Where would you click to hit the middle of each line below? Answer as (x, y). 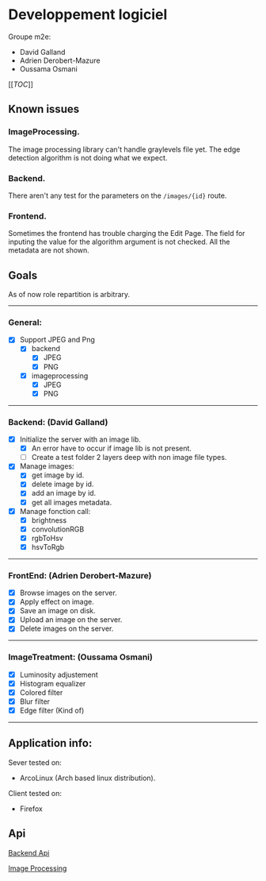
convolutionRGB (58, 529)
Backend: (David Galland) (58, 422)
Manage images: (47, 466)
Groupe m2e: (30, 37)
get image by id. (58, 475)
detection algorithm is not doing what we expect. (88, 157)
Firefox (31, 809)
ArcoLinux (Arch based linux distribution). (87, 778)
